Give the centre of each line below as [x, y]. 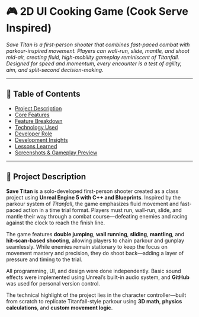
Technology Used [36, 127]
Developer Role [33, 134]
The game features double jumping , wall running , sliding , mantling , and [95, 234]
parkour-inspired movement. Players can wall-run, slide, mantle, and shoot [98, 50]
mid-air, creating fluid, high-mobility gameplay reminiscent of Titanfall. [93, 57]
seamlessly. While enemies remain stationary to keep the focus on [87, 246]
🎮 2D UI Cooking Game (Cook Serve [97, 12]
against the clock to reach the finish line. [56, 223]
